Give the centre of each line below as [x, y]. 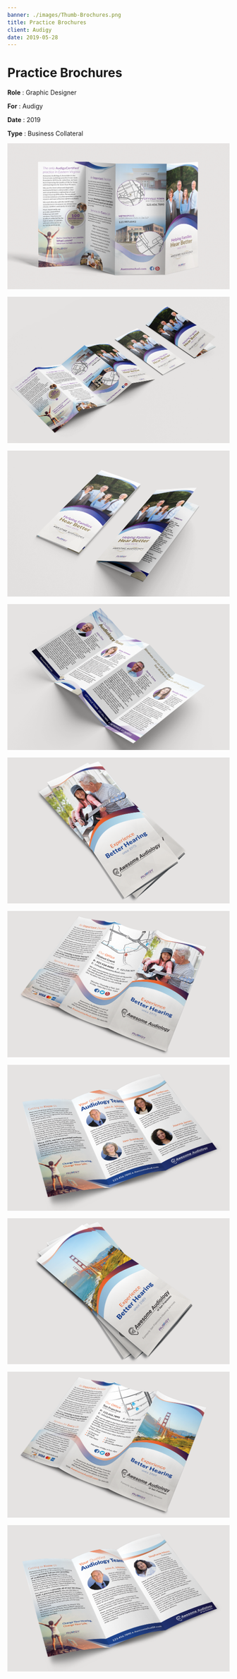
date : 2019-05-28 [33, 37]
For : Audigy [25, 107]
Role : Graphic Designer [42, 92]
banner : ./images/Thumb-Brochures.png [64, 15]
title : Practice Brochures [47, 22]
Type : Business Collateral [45, 133]
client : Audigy [30, 30]
